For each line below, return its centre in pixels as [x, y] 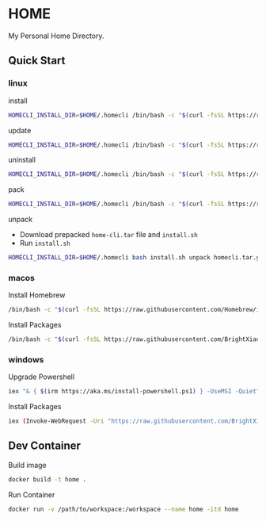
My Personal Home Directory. [56, 36]
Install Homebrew [37, 295]
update [20, 130]
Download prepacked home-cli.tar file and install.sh [108, 235]
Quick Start [37, 61]
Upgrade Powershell [42, 377]
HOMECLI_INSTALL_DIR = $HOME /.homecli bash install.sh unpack [110, 258]
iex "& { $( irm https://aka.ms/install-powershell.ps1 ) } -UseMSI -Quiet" [134, 392]
